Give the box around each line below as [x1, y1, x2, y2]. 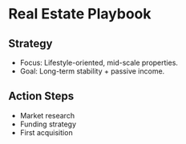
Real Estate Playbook [8, 5, 152, 23]
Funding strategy [19, 119, 77, 129]
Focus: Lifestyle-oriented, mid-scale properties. [19, 58, 179, 67]
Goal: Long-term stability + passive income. [19, 66, 165, 76]
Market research [19, 110, 75, 120]
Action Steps [8, 90, 75, 103]
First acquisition [19, 127, 74, 137]
